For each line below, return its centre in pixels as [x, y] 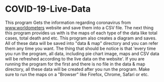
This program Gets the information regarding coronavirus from [68, 22]
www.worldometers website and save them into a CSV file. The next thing [79, 27]
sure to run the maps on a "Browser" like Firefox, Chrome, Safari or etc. [77, 74]
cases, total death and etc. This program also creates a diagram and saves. [81, 38]
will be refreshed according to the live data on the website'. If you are [75, 59]
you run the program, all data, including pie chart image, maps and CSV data [82, 53]
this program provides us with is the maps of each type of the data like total [81, 33]
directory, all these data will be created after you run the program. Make [78, 69]
